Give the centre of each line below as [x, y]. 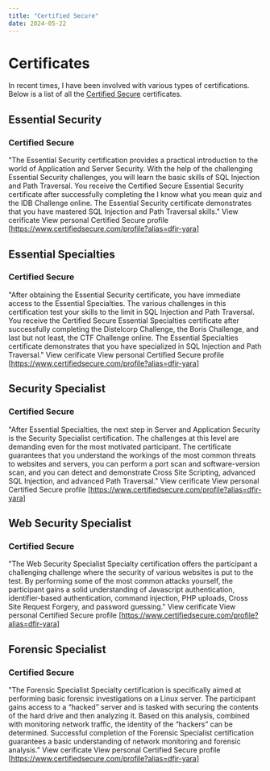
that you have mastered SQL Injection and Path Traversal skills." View [124, 212]
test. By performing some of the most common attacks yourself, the [121, 581]
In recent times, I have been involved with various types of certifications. [129, 86]
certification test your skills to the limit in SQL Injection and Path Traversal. [132, 312]
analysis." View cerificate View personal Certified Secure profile [114, 750]
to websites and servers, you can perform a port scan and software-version [134, 463]
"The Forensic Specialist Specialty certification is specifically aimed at [125, 689]
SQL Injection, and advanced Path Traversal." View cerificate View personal [134, 480]
